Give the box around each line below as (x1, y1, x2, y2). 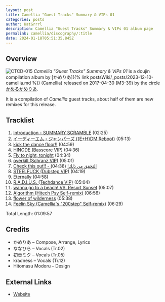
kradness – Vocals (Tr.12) (13, 257, 65, 264)
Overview (6, 54, 37, 63)
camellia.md (6, 80, 31, 86)
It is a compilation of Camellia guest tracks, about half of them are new (6, 96, 154, 102)
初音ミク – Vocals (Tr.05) (13, 252, 65, 258)
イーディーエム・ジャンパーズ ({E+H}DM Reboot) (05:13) (13, 136, 131, 142)
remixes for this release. (6, 101, 56, 107)
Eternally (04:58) (13, 174, 49, 180)
